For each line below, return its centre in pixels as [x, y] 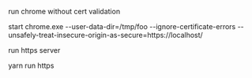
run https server [34, 50]
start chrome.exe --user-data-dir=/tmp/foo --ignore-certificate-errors [122, 26]
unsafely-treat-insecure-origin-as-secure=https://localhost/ [105, 35]
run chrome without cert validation [64, 11]
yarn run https [31, 65]
